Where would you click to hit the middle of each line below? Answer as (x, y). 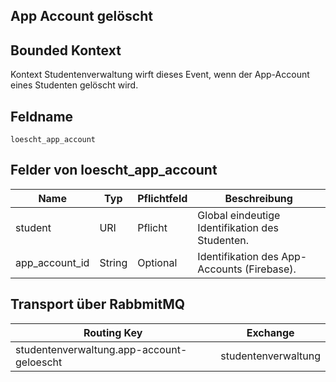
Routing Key (113, 332)
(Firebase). (270, 269)
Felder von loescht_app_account (114, 170)
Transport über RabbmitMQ (98, 304)
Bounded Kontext (66, 50)
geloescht (39, 362)
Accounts (220, 269)
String (113, 262)
